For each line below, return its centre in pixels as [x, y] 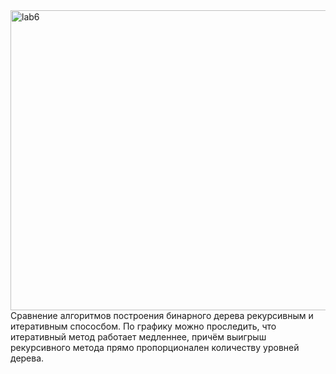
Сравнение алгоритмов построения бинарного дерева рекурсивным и [162, 315]
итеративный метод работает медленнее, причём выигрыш [138, 337]
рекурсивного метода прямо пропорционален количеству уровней [155, 347]
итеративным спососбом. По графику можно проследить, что [143, 326]
